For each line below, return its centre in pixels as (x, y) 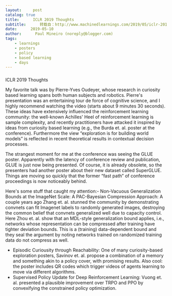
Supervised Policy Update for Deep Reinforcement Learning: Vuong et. (87, 278)
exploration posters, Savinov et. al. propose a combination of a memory (88, 256)
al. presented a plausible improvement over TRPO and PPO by (78, 283)
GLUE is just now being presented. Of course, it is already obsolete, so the (84, 165)
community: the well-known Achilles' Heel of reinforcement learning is (79, 117)
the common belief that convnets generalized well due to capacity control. (84, 213)
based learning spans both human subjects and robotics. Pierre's (74, 95)
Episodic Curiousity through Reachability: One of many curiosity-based (88, 250)
